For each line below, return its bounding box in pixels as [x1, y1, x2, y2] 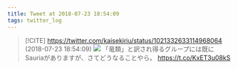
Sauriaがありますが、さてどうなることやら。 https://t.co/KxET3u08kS [24, 54, 231, 62]
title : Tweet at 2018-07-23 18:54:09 [7, 10, 120, 18]
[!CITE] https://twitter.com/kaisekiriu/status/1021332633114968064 [24, 36, 222, 44]
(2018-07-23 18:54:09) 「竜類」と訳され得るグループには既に [24, 44, 215, 53]
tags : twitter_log [7, 17, 62, 24]
